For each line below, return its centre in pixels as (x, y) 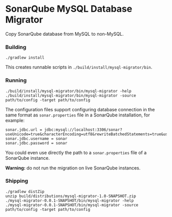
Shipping (17, 181)
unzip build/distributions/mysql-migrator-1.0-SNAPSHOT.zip (71, 196)
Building (16, 47)
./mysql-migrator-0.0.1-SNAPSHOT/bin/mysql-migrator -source (72, 205)
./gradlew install (25, 58)
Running (16, 81)
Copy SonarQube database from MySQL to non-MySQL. (64, 34)
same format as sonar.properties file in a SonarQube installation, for (78, 115)
